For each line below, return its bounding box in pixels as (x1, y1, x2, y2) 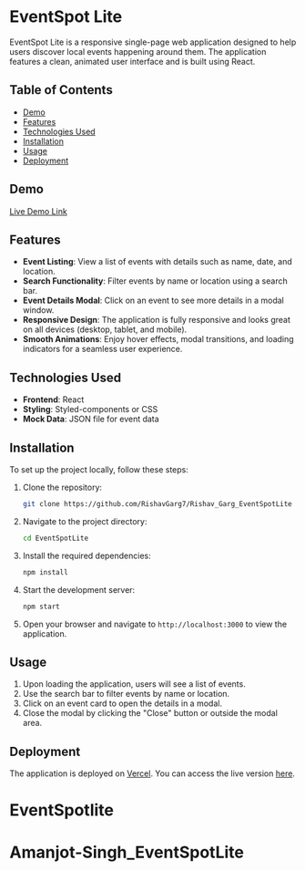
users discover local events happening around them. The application (9, 46, 267, 57)
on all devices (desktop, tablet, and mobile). (22, 324, 188, 335)
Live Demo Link (9, 205, 68, 216)
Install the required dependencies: (22, 550, 152, 561)
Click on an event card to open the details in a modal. (22, 698, 223, 709)
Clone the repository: (22, 482, 103, 493)
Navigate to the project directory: (22, 515, 147, 526)
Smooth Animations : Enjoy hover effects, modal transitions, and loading (22, 334, 294, 345)
